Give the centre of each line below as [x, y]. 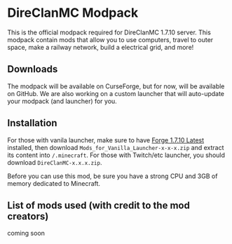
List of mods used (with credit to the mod [99, 205]
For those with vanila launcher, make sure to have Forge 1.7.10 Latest [106, 140]
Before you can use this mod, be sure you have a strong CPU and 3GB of [112, 176]
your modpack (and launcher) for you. [62, 101]
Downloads [33, 69]
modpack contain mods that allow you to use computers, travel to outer [110, 39]
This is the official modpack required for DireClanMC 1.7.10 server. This [109, 32]
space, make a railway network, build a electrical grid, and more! [101, 47]
